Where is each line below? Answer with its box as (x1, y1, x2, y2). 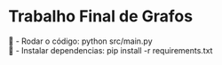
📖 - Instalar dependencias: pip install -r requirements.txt (8, 45, 213, 55)
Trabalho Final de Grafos (8, 6, 193, 27)
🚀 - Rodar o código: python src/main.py (8, 36, 153, 46)
